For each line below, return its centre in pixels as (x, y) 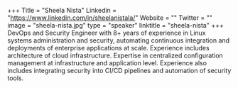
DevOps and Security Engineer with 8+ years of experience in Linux (107, 33)
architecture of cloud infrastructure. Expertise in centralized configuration (115, 55)
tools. (16, 78)
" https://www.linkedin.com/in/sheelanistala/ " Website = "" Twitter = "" (110, 18)
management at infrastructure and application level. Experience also (107, 63)
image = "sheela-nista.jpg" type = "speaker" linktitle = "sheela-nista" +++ (115, 25)
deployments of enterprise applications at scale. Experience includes (108, 48)
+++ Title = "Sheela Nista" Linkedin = (62, 10)
